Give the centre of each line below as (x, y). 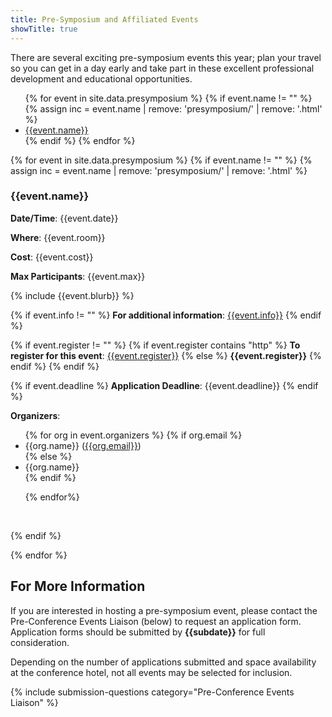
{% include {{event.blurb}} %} (72, 295)
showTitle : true (44, 29)
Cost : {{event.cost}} (52, 257)
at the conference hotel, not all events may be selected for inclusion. (151, 672)
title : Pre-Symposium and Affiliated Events (104, 19)
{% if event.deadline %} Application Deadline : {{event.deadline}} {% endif (164, 385)
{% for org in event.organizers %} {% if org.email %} (133, 435)
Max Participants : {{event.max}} (78, 276)
